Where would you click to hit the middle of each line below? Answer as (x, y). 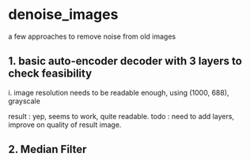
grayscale (25, 101)
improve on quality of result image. (65, 125)
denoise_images (63, 15)
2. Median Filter (47, 150)
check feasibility (50, 74)
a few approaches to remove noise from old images (92, 36)
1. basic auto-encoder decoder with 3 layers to (125, 61)
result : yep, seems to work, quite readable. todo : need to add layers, (121, 116)
